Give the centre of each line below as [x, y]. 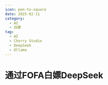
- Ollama [18, 50]
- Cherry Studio [26, 41]
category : [15, 18]
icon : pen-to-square [26, 9]
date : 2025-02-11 [23, 14]
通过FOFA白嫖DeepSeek [54, 75]
